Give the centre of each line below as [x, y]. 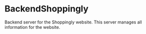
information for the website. [32, 27]
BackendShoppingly [47, 9]
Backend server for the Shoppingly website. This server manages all [73, 22]
